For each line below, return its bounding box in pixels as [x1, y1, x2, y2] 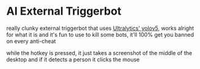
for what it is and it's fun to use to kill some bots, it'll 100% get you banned [6, 31, 194, 38]
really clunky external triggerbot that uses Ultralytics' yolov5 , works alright [6, 24, 194, 32]
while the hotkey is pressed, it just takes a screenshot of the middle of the [6, 49, 193, 56]
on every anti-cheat [6, 37, 56, 45]
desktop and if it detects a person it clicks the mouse [6, 56, 140, 63]
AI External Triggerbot [6, 4, 122, 18]
